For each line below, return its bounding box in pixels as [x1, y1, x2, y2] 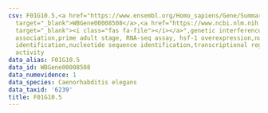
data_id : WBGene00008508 [8, 64, 91, 72]
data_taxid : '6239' [8, 85, 73, 94]
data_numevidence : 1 [8, 71, 77, 79]
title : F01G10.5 [8, 93, 62, 101]
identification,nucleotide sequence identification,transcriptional [15, 41, 248, 49]
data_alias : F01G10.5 [8, 56, 81, 64]
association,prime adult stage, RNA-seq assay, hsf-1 [15, 33, 198, 42]
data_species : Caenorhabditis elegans [8, 78, 137, 86]
